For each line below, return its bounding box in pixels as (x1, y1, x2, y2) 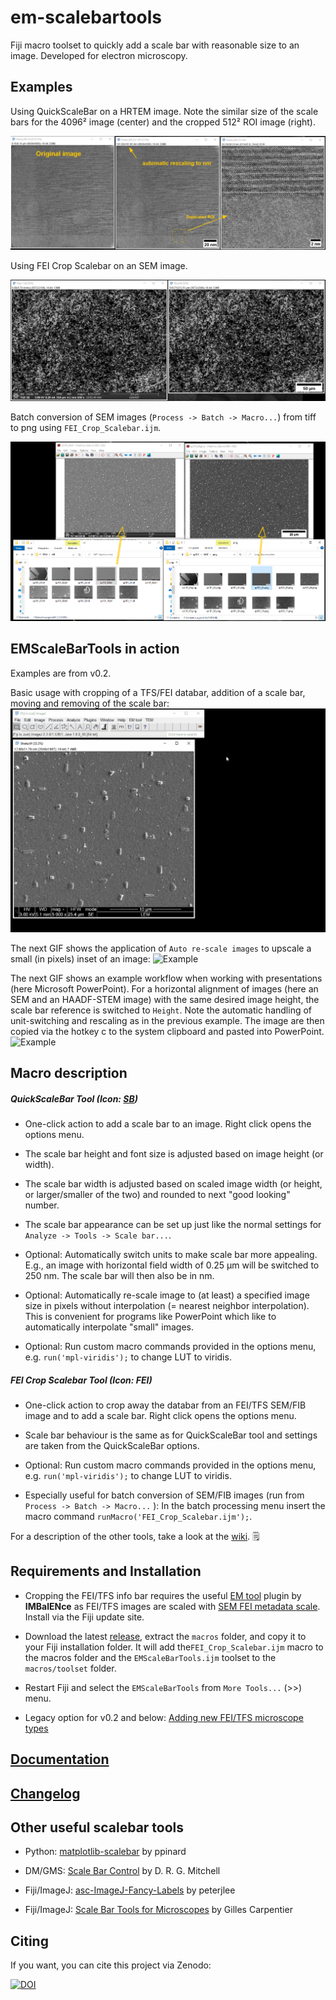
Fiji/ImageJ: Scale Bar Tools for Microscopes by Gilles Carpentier (24, 1904, 293, 1916)
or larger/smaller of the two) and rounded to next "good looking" (24, 1188, 291, 1200)
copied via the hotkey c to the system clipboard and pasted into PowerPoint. (10, 1025, 325, 1037)
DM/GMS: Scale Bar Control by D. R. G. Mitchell (24, 1865, 221, 1877)
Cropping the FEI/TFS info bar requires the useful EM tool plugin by (24, 1589, 302, 1601)
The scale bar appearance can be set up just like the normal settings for (24, 1218, 322, 1230)
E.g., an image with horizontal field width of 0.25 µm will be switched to (24, 1259, 320, 1271)
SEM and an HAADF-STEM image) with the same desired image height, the (10, 993, 320, 1005)
